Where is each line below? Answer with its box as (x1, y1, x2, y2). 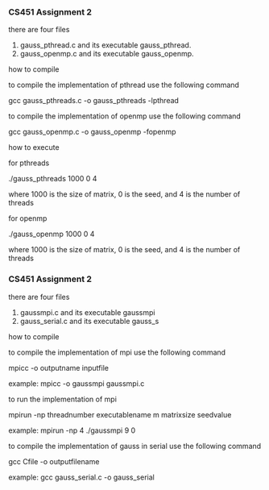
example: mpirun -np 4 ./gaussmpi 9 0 (8, 426, 136, 435)
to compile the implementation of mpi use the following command (8, 347, 226, 357)
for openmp (8, 214, 48, 223)
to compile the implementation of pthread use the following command (8, 80, 240, 90)
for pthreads (8, 158, 50, 168)
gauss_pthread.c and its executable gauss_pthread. (19, 40, 192, 50)
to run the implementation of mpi (8, 394, 117, 404)
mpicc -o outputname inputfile (8, 363, 109, 372)
